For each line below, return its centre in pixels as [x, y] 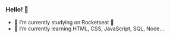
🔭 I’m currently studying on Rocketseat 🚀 [64, 23]
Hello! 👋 [17, 9]
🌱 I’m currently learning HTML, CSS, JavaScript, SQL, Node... [89, 28]
